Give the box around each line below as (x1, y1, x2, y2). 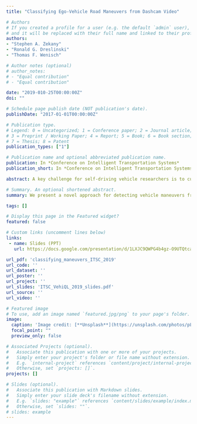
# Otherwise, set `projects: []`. (6, 366, 96, 372)
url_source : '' (6, 289, 43, 295)
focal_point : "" (11, 327, 51, 333)
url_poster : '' (6, 273, 43, 279)
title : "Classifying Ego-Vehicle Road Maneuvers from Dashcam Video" (6, 8, 180, 15)
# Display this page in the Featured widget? (6, 213, 119, 220)
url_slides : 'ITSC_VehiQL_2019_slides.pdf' (6, 284, 114, 290)
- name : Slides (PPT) (8, 240, 62, 246)
